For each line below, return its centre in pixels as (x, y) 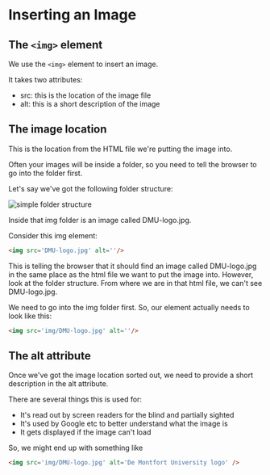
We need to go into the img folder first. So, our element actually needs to (129, 307)
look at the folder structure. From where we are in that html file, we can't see (135, 283)
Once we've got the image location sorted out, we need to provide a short (131, 375)
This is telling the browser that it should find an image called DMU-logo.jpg (133, 266)
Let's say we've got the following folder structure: (91, 188)
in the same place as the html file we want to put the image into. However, (131, 274)
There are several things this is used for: (75, 399)
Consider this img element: (53, 235)
